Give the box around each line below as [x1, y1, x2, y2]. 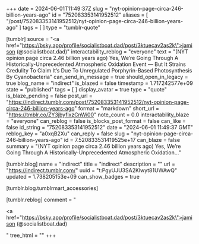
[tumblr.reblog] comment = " [6, 196, 76, 203]
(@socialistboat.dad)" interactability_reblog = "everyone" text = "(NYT [17, 48, 189, 55]
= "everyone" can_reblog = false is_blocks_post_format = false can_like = [6, 118, 186, 124]
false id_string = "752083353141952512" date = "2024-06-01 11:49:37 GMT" [6, 124, 194, 131]
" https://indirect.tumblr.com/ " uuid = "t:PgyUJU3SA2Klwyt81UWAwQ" [6, 167, 178, 174]
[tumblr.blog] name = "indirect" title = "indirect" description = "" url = [6, 160, 175, 167]
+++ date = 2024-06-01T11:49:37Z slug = [6, 5, 108, 12]
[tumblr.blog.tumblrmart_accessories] [6, 185, 99, 192]
